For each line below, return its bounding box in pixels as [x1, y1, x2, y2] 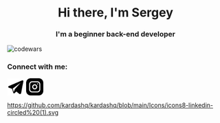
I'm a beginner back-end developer [56, 30, 175, 39]
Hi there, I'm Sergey [57, 5, 174, 21]
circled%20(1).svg [7, 108, 59, 116]
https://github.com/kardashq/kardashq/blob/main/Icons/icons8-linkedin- [7, 101, 214, 109]
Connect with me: [7, 62, 68, 71]
